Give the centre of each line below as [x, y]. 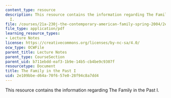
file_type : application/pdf [35, 29]
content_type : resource [31, 10]
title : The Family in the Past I [41, 71]
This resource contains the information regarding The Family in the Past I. [82, 90]
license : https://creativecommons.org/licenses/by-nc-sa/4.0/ [73, 43]
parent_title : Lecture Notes [36, 52]
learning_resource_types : [33, 33]
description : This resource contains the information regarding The [79, 15]
